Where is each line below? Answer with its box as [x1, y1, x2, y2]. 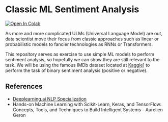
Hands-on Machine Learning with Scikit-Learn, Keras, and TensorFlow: [12, 101, 162, 107]
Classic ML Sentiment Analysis [5, 4, 139, 15]
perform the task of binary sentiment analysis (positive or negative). [5, 67, 148, 74]
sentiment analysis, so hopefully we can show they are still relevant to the [5, 56, 160, 62]
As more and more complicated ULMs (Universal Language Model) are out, [5, 30, 163, 36]
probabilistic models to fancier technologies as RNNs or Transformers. [5, 41, 153, 47]
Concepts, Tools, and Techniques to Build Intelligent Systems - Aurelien [12, 106, 163, 113]
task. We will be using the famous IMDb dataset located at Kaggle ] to [5, 62, 150, 68]
